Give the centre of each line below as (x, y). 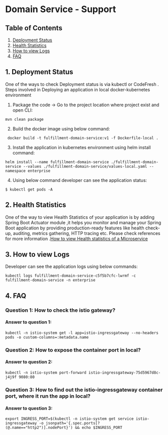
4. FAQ (16, 296)
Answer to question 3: (29, 408)
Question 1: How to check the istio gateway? (60, 310)
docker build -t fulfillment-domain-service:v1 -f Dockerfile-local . (83, 138)
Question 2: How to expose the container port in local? (73, 350)
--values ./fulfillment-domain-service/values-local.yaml (85, 166)
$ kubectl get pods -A (29, 189)
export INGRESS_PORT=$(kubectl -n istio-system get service (70, 419)
